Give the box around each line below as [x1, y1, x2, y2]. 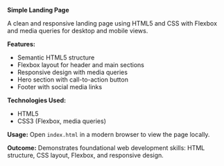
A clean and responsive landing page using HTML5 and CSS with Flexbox [7, 19, 217, 27]
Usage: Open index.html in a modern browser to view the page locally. [7, 131, 210, 138]
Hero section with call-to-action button [17, 75, 128, 84]
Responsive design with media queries [17, 68, 128, 76]
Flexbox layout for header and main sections [17, 61, 144, 68]
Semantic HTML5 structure [17, 53, 95, 62]
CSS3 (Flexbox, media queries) [17, 117, 106, 125]
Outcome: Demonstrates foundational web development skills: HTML [7, 144, 205, 151]
